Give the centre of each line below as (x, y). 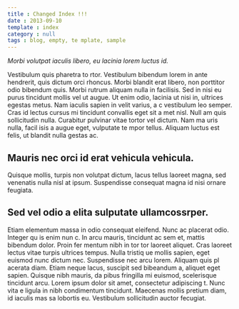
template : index (33, 27)
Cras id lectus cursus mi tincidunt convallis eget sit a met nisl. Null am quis (117, 113)
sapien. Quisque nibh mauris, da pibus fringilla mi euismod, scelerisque (112, 275)
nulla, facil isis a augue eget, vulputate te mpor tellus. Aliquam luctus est (113, 128)
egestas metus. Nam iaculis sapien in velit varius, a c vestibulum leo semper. (120, 105)
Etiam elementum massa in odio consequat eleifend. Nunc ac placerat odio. (118, 230)
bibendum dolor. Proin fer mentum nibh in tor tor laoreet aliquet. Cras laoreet (120, 245)
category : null (31, 34)
